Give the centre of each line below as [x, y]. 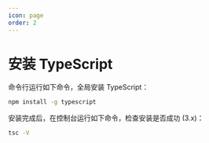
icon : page [26, 15]
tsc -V [19, 133]
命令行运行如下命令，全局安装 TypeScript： [79, 87]
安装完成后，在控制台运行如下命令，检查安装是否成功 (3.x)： [106, 118]
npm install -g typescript [52, 102]
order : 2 [22, 23]
